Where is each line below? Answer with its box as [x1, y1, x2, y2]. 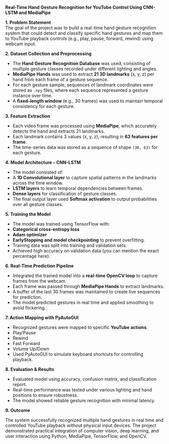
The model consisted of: [12, 169, 64, 175]
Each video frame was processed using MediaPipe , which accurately [12, 123, 157, 129]
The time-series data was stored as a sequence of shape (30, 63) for [12, 144, 158, 150]
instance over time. [12, 93, 53, 98]
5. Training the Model [5, 211, 51, 217]
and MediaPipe [18, 10, 51, 16]
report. [12, 381, 27, 387]
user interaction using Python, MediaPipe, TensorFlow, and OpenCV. [5, 433, 147, 439]
